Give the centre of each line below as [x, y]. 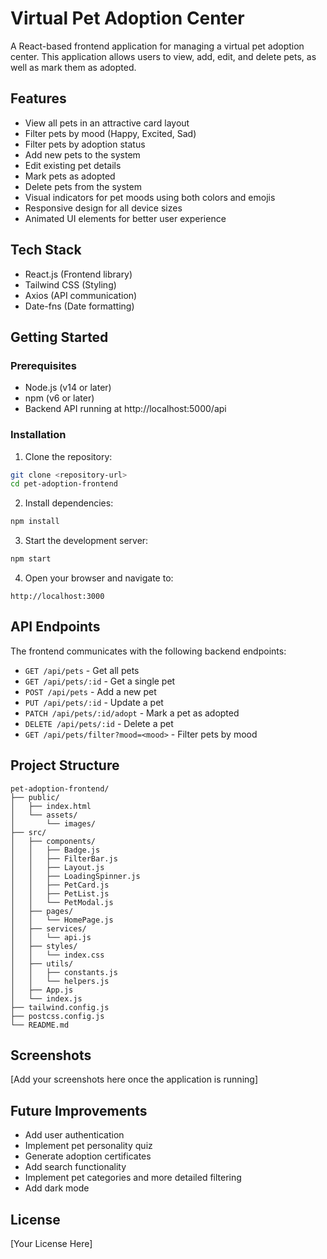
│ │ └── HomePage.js [62, 920]
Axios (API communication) [81, 295]
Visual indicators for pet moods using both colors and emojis [150, 197]
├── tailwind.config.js [60, 1007]
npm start [31, 559]
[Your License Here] [51, 1244]
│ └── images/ [53, 823]
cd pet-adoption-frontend [64, 484]
